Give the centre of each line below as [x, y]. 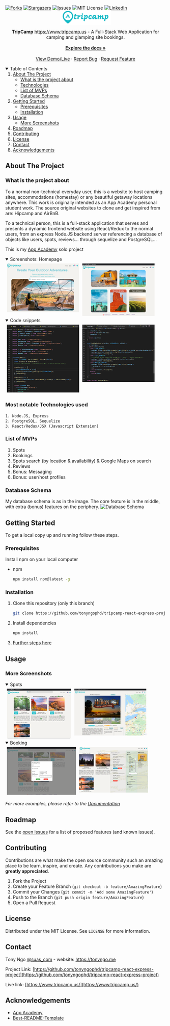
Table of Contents [29, 69]
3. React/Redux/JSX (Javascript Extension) [52, 426]
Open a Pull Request [34, 903]
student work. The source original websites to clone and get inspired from [83, 208]
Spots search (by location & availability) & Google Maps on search [82, 461]
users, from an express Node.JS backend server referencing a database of [84, 234]
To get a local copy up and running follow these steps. [62, 535]
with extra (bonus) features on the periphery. [52, 507]
